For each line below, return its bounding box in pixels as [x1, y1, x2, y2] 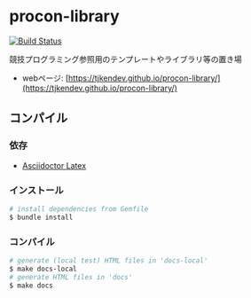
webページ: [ [21, 73, 69, 83]
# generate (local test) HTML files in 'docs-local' [9, 255, 208, 265]
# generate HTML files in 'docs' [9, 272, 133, 281]
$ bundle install [9, 213, 74, 222]
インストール [9, 184, 64, 196]
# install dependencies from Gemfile [9, 204, 149, 214]
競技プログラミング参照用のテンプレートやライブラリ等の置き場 [9, 53, 242, 64]
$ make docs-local [9, 264, 77, 273]
